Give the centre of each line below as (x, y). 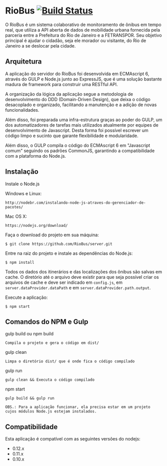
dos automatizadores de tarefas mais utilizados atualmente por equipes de (82, 125)
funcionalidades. (22, 110)
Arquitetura (23, 62)
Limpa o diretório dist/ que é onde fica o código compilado (70, 361)
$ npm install (20, 262)
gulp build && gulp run (30, 398)
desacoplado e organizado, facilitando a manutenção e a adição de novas (81, 105)
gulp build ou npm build (29, 334)
